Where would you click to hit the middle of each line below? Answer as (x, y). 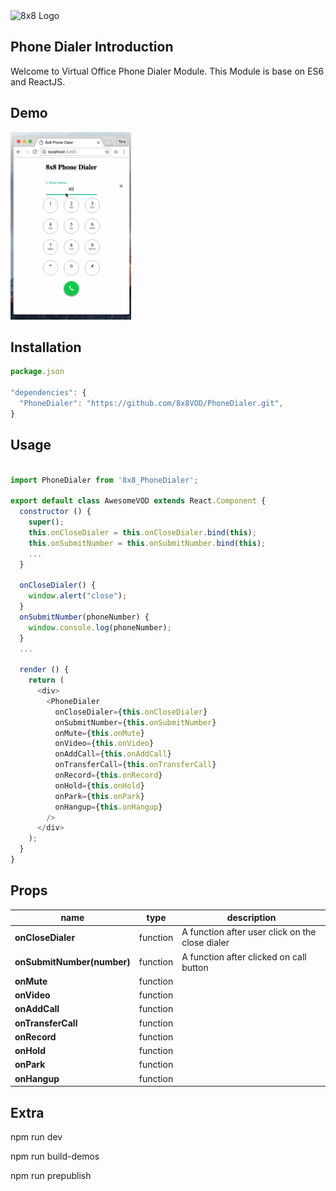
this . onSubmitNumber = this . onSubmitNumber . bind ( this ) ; (147, 543)
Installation (46, 347)
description (251, 918)
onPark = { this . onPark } (99, 796)
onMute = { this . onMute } (99, 733)
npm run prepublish (51, 1175)
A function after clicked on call (244, 956)
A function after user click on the (249, 932)
